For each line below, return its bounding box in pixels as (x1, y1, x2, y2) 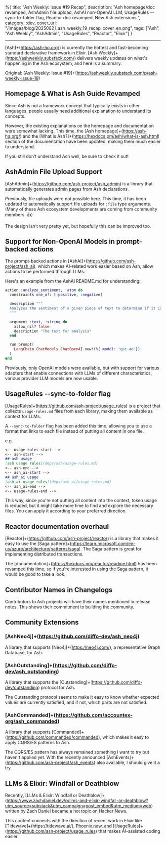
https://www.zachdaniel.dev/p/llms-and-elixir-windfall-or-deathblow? (6, 798, 148, 803)
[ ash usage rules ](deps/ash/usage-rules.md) (5, 461, 98, 466)
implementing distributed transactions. (5, 551, 84, 557)
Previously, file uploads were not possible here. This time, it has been (5, 195, 146, 202)
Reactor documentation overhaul (5, 522, 109, 531)
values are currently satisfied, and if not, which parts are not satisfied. (5, 699, 148, 705)
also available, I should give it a (96, 759, 160, 765)
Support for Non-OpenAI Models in (5, 237, 115, 246)
